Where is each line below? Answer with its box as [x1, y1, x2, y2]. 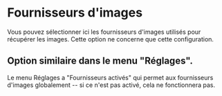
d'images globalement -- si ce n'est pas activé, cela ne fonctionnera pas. [7, 81, 216, 89]
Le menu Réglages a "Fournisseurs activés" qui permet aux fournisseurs [7, 73, 214, 81]
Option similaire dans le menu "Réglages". [7, 55, 194, 67]
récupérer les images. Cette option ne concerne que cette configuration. [7, 35, 214, 43]
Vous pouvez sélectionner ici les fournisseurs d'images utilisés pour [7, 28, 201, 36]
